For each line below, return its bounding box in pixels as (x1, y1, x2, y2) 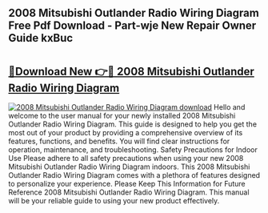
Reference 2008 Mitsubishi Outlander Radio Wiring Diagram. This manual (8, 187, 250, 197)
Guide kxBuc (8, 31, 74, 45)
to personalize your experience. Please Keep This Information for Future (8, 179, 246, 188)
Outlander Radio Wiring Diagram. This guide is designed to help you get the (8, 119, 258, 129)
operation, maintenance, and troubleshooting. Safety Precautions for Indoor (8, 145, 258, 155)
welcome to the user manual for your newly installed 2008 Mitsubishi (8, 111, 236, 120)
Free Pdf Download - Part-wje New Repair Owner (8, 19, 257, 33)
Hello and (213, 102, 246, 111)
